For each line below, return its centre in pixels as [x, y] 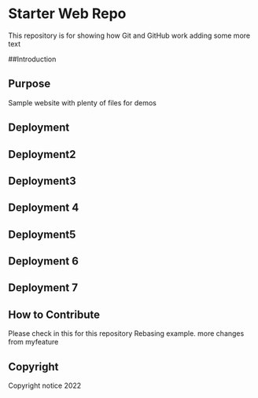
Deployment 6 [43, 262]
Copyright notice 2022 [45, 385]
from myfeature [33, 342]
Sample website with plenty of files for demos [83, 102]
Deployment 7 [43, 288]
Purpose [29, 84]
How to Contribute [54, 314]
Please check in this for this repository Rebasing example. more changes [126, 334]
